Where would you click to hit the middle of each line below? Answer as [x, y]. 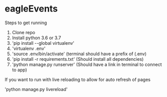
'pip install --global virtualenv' [43, 43]
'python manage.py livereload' [36, 89]
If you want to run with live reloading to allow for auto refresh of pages [78, 79]
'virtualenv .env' [29, 48]
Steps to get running [26, 23]
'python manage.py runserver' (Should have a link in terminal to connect [87, 64]
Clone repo [24, 32]
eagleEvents [31, 9]
